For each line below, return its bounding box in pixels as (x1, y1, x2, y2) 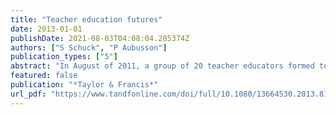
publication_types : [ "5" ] (10, 52, 118, 62)
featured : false (10, 71, 78, 81)
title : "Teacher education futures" (10, 14, 163, 25)
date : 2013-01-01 (10, 24, 83, 34)
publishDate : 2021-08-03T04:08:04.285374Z (10, 33, 190, 43)
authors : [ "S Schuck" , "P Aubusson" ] (10, 42, 168, 53)
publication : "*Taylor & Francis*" (10, 80, 159, 90)
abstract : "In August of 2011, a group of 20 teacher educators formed (10, 61, 315, 71)
